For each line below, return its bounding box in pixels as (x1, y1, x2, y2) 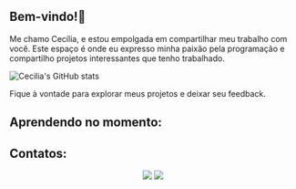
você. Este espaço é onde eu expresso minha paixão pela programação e (9, 43, 285, 54)
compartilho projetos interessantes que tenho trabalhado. (9, 52, 225, 64)
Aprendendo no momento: (9, 115, 162, 131)
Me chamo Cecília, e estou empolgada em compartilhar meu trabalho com (9, 33, 288, 44)
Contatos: (9, 145, 67, 161)
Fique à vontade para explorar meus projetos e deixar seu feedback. (9, 88, 267, 99)
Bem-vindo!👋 (9, 9, 87, 25)
